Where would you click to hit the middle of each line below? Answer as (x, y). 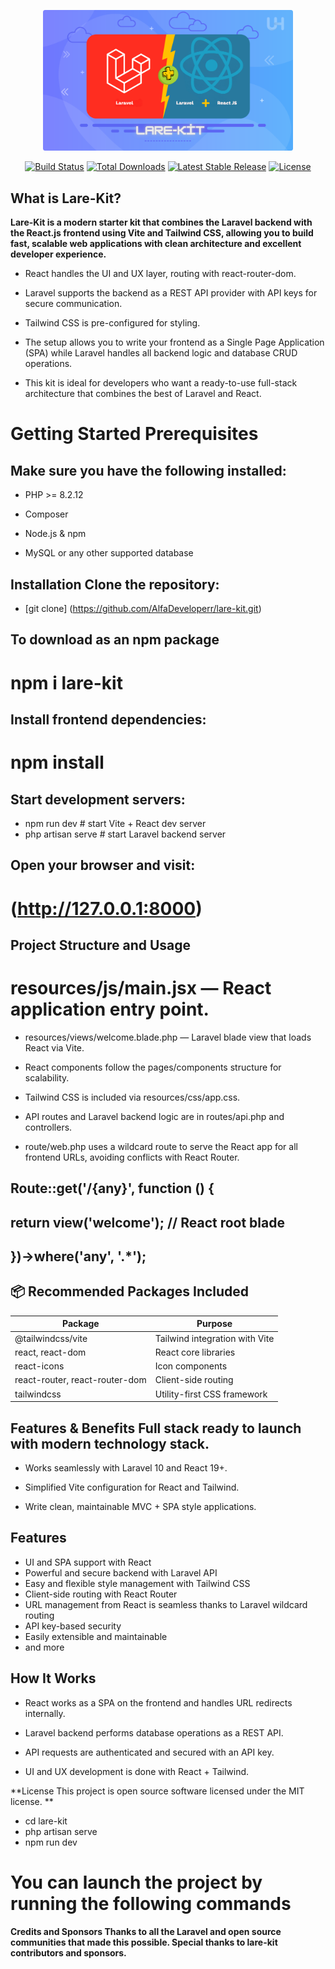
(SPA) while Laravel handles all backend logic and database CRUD (161, 353)
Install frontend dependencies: (108, 719)
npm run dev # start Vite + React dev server (115, 823)
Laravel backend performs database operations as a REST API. (154, 1732)
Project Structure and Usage (101, 945)
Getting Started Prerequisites (134, 434)
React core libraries (195, 1352)
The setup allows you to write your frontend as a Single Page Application (174, 342)
